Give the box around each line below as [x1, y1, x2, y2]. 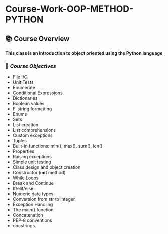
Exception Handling [12, 201, 53, 208]
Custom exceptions [12, 132, 53, 138]
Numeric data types [12, 191, 54, 197]
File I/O [12, 74, 28, 80]
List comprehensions [12, 127, 56, 133]
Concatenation [12, 212, 44, 218]
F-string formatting [12, 106, 52, 112]
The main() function [12, 207, 54, 213]
